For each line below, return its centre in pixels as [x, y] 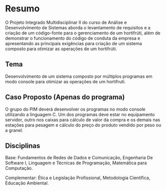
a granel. [14, 130]
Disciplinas [23, 146]
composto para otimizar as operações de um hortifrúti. [61, 49]
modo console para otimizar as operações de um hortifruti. [65, 81]
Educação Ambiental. [27, 183]
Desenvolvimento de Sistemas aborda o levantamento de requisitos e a [78, 27]
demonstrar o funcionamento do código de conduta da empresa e [73, 38]
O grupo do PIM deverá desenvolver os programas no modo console [75, 109]
